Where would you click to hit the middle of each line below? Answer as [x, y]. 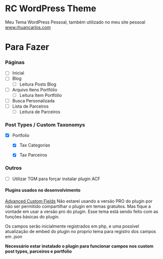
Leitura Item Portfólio [41, 95]
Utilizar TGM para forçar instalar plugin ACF [56, 179]
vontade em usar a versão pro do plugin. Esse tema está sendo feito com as [81, 212]
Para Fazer [27, 47]
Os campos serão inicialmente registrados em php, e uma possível [72, 226]
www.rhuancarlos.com [28, 27]
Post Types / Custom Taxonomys [45, 124]
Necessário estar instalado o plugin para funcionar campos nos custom [79, 246]
